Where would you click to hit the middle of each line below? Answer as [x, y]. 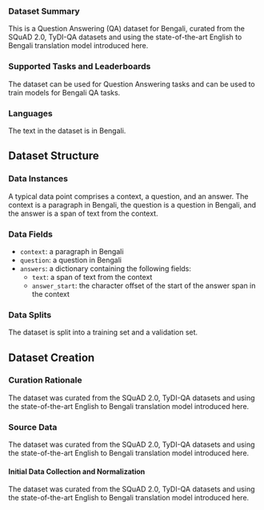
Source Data [33, 427]
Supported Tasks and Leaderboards [80, 67]
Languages [31, 113]
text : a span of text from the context [92, 277]
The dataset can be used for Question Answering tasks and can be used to [132, 84]
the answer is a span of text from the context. [83, 213]
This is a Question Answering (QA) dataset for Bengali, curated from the [127, 29]
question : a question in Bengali [71, 260]
